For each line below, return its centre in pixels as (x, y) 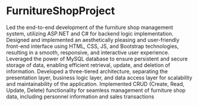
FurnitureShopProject (61, 11)
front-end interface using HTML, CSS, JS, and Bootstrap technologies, (92, 46)
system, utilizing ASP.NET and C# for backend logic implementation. (90, 33)
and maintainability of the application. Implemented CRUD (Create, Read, (95, 83)
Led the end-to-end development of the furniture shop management (90, 27)
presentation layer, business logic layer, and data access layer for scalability (99, 78)
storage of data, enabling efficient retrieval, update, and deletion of (88, 65)
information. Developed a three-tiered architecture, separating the (87, 71)
